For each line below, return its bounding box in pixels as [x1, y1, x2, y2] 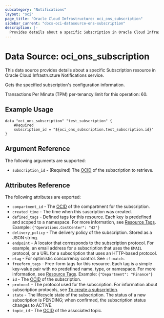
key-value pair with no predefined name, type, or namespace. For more [12, 266, 156, 272]
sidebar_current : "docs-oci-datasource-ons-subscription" [5, 21, 125, 26]
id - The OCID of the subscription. [12, 276, 82, 282]
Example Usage [5, 106, 54, 114]
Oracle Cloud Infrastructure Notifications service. [5, 72, 104, 78]
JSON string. [12, 235, 38, 241]
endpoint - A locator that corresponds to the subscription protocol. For [12, 240, 154, 246]
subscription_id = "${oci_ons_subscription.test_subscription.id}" [14, 127, 154, 132]
